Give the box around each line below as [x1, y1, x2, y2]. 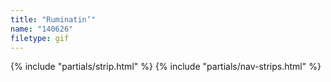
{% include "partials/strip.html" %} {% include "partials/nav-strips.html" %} [10, 61, 322, 73]
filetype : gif [10, 33, 70, 43]
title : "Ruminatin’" [10, 14, 97, 25]
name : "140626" [10, 24, 74, 34]
